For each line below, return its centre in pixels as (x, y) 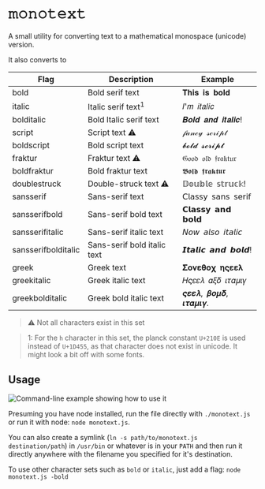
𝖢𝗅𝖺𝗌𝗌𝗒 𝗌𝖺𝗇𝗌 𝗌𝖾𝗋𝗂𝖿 (217, 196)
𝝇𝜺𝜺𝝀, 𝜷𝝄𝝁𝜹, (205, 293)
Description (131, 79)
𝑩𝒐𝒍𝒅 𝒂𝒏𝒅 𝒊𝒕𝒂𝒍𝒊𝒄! (213, 120)
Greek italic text (117, 281)
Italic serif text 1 (116, 106)
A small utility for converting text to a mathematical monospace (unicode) (127, 35)
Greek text (107, 267)
